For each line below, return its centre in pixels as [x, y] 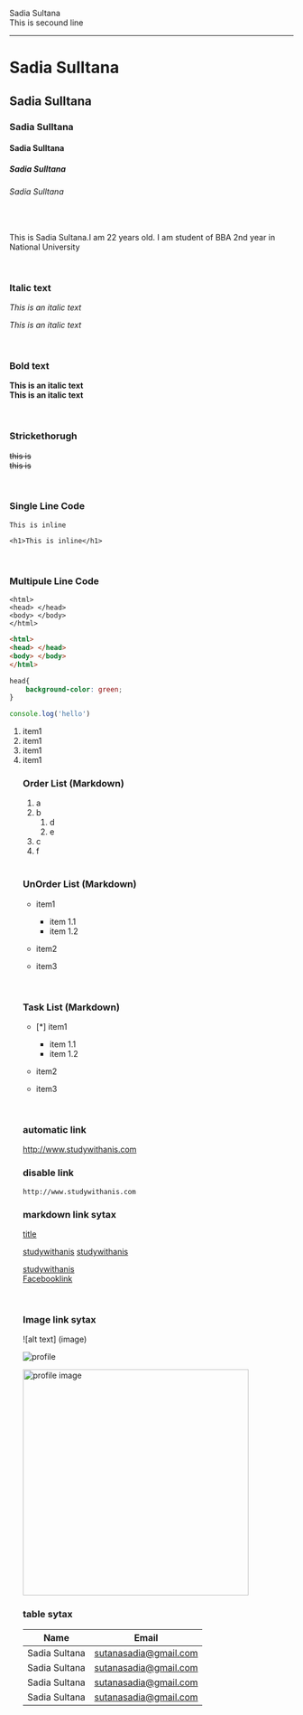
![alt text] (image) [55, 1339]
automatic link [55, 1129]
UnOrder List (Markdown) [79, 884]
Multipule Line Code [54, 580]
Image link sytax [59, 1319]
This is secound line [46, 23]
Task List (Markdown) [71, 1007]
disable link [48, 1173]
